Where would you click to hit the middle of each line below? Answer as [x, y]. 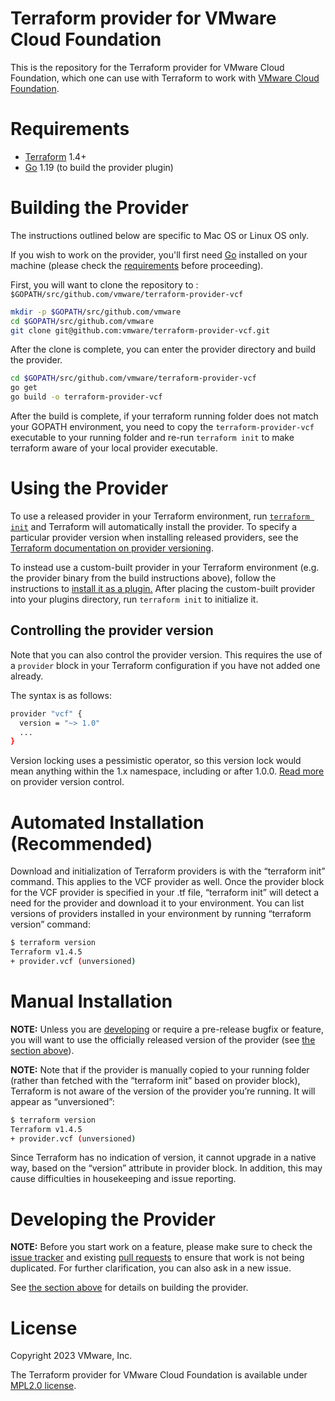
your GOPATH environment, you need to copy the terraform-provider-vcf [162, 427]
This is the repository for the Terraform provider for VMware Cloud [147, 67]
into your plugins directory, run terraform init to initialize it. [134, 599]
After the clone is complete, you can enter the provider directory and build [163, 349]
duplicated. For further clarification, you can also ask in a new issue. [151, 1268]
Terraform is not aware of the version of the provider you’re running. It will [163, 1091]
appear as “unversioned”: [62, 1101]
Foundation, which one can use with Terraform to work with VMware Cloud [165, 78]
